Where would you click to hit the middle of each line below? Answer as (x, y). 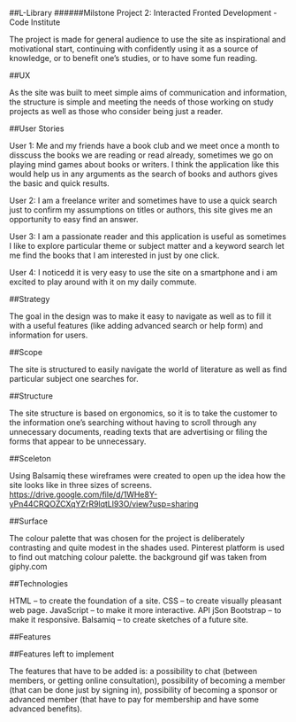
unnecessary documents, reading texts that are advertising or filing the (138, 432)
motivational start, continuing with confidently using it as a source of (134, 49)
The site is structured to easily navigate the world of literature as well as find (148, 369)
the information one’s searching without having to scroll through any (133, 423)
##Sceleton (30, 458)
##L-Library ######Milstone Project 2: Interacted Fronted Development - (143, 13)
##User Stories (37, 128)
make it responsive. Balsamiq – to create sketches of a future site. (129, 620)
